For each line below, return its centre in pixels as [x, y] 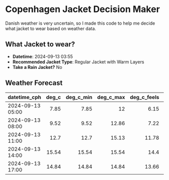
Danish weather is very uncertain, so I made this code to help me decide [80, 23]
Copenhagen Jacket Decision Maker [82, 9]
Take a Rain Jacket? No [37, 67]
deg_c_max [111, 97]
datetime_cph [25, 97]
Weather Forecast [34, 83]
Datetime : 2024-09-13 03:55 [43, 56]
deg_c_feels [145, 97]
